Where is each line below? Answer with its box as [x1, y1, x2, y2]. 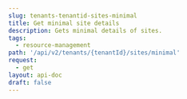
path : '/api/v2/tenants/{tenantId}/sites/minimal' [8, 49, 181, 57]
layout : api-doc [8, 71, 62, 79]
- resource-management [15, 42, 91, 49]
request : [8, 57, 38, 65]
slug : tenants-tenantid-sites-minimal [8, 11, 137, 20]
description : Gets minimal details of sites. [8, 26, 162, 34]
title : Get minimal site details [8, 19, 120, 27]
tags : [8, 34, 26, 42]
